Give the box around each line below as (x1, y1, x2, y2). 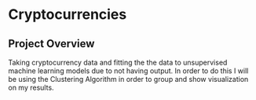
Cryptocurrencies (8, 6, 127, 24)
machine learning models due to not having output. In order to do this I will (8, 66, 249, 76)
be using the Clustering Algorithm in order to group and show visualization (8, 75, 249, 83)
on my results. (8, 83, 54, 92)
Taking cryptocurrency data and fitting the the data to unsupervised (8, 57, 228, 67)
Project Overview (8, 37, 95, 50)
